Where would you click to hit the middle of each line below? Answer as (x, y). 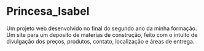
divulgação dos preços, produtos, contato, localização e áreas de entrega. (100, 41)
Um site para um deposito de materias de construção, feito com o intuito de (102, 34)
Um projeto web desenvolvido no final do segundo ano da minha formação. (102, 28)
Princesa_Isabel (48, 11)
